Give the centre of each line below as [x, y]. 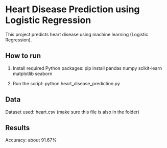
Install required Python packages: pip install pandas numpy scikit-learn [87, 68]
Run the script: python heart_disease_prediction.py [66, 83]
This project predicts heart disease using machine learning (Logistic [77, 34]
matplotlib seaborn [32, 73]
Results [18, 128]
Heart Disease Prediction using [73, 9]
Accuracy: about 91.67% [31, 140]
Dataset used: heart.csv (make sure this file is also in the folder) [72, 112]
